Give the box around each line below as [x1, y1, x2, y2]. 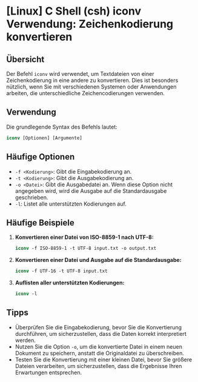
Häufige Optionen [6, 152, 75, 162]
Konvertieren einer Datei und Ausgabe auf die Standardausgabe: [15, 256, 182, 264]
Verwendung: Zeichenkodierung [6, 17, 174, 31]
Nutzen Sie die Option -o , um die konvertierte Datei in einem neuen [15, 343, 183, 350]
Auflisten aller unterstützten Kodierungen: [15, 279, 125, 286]
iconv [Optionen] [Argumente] [6, 135, 83, 141]
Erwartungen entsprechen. [15, 369, 82, 376]
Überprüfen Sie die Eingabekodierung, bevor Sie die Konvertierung [15, 323, 182, 331]
